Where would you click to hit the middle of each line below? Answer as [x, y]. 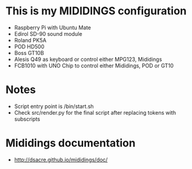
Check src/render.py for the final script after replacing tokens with [95, 112]
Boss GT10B [29, 53]
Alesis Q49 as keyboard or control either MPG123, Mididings [88, 59]
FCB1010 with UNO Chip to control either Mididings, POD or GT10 [94, 65]
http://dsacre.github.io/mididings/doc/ [61, 159]
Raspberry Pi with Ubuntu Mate [53, 27]
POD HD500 [29, 47]
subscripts [27, 119]
